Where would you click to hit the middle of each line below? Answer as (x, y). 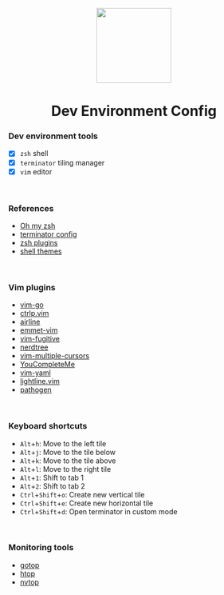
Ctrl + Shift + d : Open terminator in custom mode (98, 511)
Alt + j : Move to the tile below (68, 452)
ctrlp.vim (34, 313)
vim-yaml (35, 373)
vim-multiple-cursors (55, 356)
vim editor (36, 171)
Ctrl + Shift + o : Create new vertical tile (82, 494)
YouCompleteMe (47, 365)
